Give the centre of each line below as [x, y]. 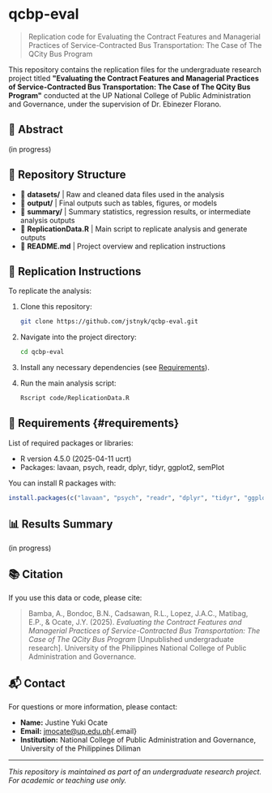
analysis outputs [47, 220]
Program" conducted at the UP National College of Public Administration [130, 95]
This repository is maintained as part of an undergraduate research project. [135, 772]
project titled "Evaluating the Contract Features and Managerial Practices [134, 78]
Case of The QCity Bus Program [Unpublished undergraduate [131, 640]
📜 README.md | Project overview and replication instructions [123, 246]
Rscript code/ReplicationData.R [74, 399]
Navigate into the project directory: [79, 337]
